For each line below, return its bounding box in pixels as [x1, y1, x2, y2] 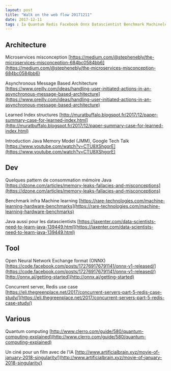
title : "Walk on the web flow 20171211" [5, 12, 93, 17]
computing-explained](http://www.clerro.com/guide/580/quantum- [5, 333, 146, 339]
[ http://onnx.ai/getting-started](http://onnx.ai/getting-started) [5, 274, 134, 280]
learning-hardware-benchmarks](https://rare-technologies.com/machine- [5, 203, 160, 209]
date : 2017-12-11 [5, 17, 42, 22]
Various [5, 314, 31, 324]
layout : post [5, 7, 33, 13]
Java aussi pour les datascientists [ [5, 218, 79, 224]
